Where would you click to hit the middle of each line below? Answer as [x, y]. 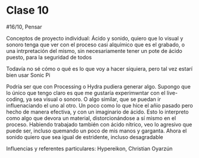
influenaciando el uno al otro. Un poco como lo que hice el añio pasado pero [99, 105]
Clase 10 [28, 10]
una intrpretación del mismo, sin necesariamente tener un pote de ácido [94, 50]
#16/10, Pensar [24, 27]
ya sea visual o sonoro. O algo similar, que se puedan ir [94, 99]
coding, [15, 99]
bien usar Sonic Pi [28, 75]
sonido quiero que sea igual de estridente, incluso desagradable [85, 137]
